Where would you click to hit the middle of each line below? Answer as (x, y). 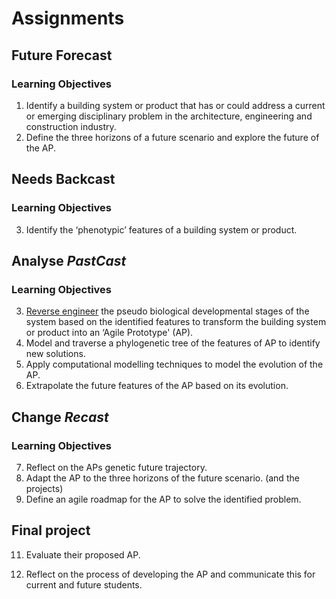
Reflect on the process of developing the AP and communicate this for (170, 574)
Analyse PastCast (69, 260)
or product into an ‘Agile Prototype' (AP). (109, 333)
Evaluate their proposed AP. (83, 554)
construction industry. (71, 126)
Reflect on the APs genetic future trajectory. (116, 467)
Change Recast (60, 417)
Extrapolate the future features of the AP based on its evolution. (157, 386)
